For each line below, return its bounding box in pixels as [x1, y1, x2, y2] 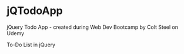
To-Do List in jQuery [6, 41, 55, 48]
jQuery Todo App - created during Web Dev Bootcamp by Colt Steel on [6, 23, 179, 31]
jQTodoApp [6, 4, 63, 18]
